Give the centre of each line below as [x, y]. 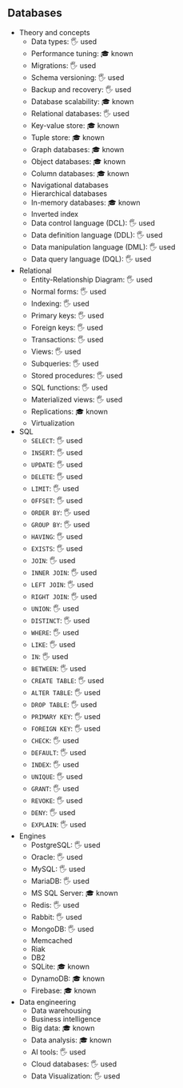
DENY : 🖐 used [53, 812]
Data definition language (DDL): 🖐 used [97, 234]
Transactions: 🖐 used [67, 339]
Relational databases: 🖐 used [80, 113]
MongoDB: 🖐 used [62, 929]
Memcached [52, 940]
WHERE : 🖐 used [55, 632]
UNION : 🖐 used [55, 608]
